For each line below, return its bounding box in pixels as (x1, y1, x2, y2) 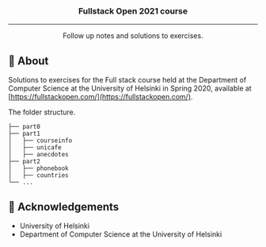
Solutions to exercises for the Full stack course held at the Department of (8, 75, 247, 85)
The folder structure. (8, 107, 76, 117)
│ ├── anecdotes (8, 151, 69, 159)
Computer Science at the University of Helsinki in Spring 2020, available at (8, 83, 252, 93)
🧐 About (8, 54, 49, 68)
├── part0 (8, 123, 41, 131)
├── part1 (8, 129, 41, 138)
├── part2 (8, 157, 41, 166)
